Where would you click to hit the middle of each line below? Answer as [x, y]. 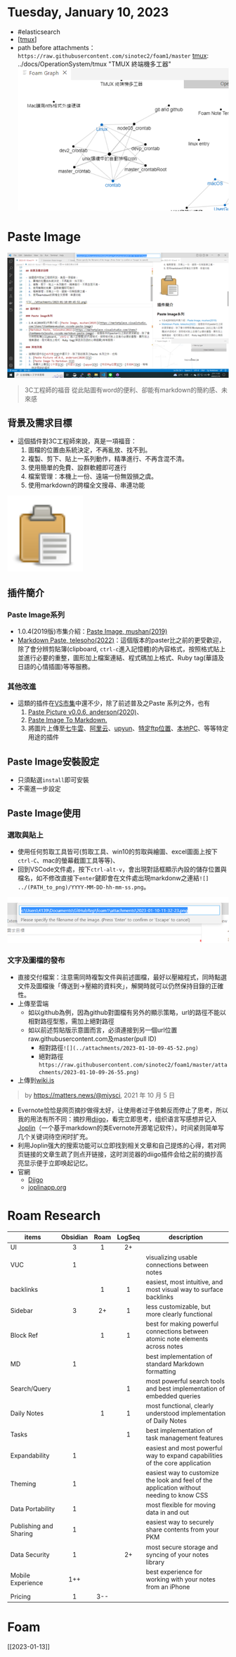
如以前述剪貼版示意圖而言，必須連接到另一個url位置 [103, 1030]
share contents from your [182, 1529]
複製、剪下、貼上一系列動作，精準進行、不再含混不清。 [108, 459]
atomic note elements [177, 1339]
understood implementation [186, 1413]
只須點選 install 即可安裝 [53, 780]
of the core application [178, 1462]
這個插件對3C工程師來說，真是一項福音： [77, 441]
